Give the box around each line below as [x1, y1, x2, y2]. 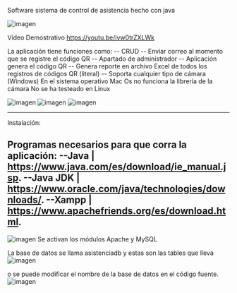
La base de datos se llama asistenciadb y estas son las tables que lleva [7, 249, 214, 257]
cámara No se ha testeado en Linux [7, 85, 111, 92]
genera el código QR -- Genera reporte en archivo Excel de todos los [7, 62, 207, 70]
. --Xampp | [41, 194, 92, 206]
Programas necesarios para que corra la [7, 139, 187, 151]
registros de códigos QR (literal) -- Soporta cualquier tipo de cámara [7, 70, 206, 78]
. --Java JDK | [18, 172, 80, 184]
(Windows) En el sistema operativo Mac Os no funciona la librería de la [7, 77, 213, 85]
